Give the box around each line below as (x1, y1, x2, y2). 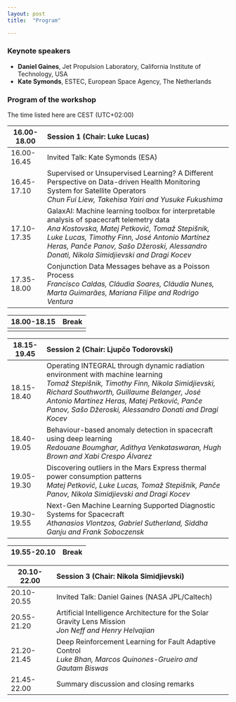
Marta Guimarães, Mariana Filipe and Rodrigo (46, 288, 199, 298)
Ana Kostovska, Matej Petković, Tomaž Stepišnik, (46, 224, 210, 234)
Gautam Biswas (55, 663, 109, 673)
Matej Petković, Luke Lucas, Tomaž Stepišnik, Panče (46, 480, 221, 490)
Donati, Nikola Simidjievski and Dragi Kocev (46, 250, 192, 260)
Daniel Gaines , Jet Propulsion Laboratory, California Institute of (17, 62, 202, 70)
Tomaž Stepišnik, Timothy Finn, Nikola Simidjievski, (46, 378, 216, 388)
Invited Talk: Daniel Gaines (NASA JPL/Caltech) (55, 592, 213, 602)
